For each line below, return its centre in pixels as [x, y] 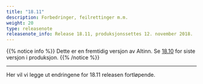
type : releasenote [29, 28]
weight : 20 [20, 23]
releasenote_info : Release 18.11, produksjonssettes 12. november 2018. [100, 34]
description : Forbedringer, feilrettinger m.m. [67, 17]
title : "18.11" [25, 12]
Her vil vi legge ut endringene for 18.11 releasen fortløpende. [81, 75]
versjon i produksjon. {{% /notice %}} [53, 58]
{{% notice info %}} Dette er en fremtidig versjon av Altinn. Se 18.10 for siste [101, 51]
